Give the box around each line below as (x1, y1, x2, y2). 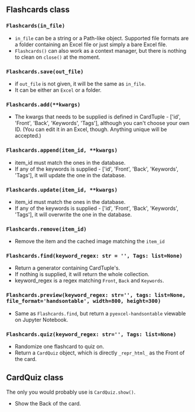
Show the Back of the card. (14, 400, 82, 407)
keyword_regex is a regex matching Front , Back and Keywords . (14, 277, 164, 284)
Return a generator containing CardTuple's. (14, 264, 121, 272)
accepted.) (14, 132, 41, 139)
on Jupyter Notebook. (14, 316, 69, 323)
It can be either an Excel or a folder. (14, 86, 102, 94)
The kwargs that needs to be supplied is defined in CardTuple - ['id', (14, 113, 181, 120)
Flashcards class (6, 5, 70, 15)
